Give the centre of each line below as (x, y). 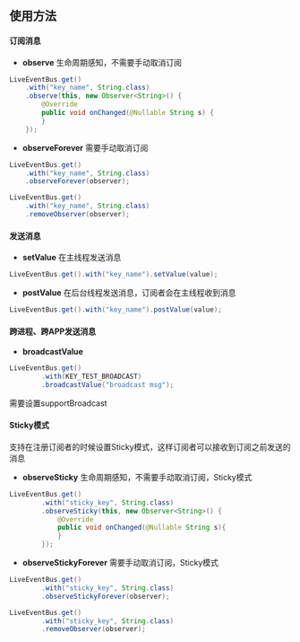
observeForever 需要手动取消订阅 (85, 147)
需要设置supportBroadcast (58, 403)
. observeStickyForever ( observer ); (106, 596)
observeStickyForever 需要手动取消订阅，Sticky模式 (120, 563)
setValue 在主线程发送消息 (72, 258)
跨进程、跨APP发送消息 (53, 331)
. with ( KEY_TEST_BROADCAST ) (92, 376)
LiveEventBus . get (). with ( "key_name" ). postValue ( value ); (116, 310)
